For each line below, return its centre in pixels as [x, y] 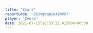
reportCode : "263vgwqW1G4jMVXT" [38, 14]
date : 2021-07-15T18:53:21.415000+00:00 [47, 23]
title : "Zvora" [20, 9]
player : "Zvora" [21, 18]
